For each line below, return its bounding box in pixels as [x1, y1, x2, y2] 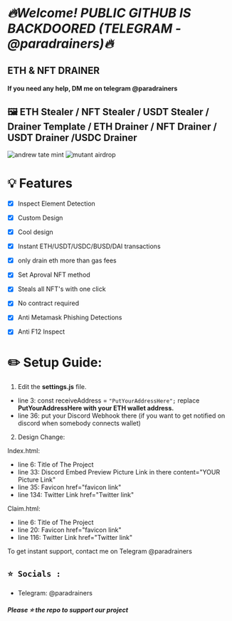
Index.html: [7, 447, 41, 455]
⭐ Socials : [7, 568, 61, 579]
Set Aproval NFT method [17, 270, 90, 279]
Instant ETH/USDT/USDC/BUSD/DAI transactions [17, 242, 162, 250]
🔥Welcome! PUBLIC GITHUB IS [7, 5, 191, 21]
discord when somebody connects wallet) [17, 419, 141, 428]
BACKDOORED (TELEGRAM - [7, 21, 181, 37]
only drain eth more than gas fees [17, 256, 117, 265]
